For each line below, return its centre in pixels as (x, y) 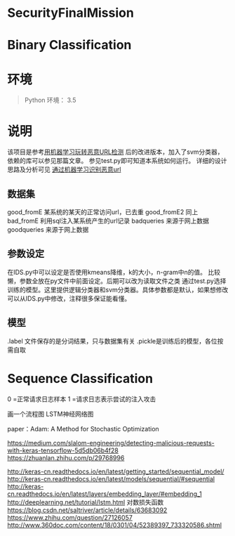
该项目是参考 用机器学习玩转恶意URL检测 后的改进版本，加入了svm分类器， (115, 152)
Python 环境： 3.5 (50, 100)
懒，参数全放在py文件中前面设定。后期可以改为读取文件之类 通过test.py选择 (117, 281)
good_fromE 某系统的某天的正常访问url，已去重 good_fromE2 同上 (103, 212)
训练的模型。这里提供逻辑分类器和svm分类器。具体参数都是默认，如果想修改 (118, 289)
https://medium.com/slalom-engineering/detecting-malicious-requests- (111, 443)
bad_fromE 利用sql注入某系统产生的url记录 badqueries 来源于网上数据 (108, 221)
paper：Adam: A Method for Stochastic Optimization (83, 429)
